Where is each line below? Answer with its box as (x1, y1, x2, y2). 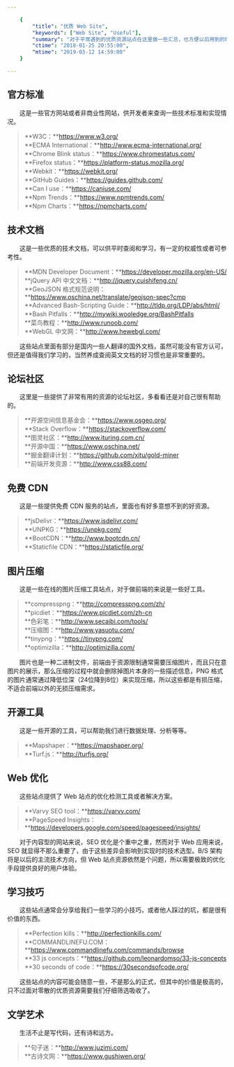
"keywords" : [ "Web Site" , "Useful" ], (32, 29, 141, 36)
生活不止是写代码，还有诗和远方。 (19, 1029, 117, 1037)
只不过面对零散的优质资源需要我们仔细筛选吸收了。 (7, 986, 154, 995)
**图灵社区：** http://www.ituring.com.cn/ (24, 433, 145, 442)
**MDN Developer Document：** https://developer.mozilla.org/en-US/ (24, 267, 227, 276)
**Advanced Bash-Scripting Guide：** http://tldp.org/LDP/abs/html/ (24, 301, 221, 309)
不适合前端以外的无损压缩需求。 (7, 684, 99, 692)
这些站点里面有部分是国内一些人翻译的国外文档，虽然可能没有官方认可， (19, 342, 227, 350)
